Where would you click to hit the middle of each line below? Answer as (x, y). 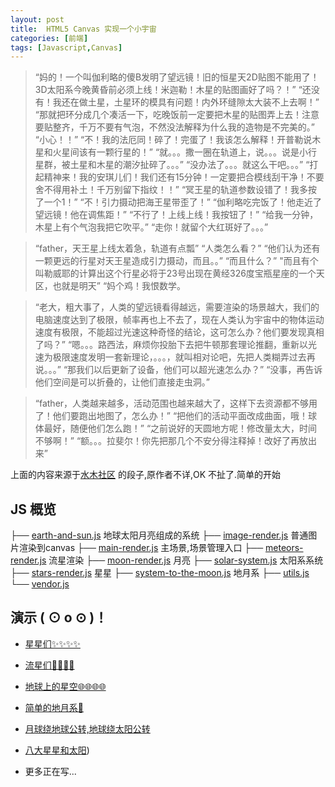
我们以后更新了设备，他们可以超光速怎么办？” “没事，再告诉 (199, 370)
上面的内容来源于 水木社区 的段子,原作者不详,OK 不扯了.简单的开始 (146, 475)
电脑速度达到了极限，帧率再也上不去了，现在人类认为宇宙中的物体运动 (179, 320)
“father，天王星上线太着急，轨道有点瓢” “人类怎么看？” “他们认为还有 (177, 248)
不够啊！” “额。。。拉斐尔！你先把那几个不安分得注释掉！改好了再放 (171, 441)
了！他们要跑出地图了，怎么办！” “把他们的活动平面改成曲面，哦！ (171, 416)
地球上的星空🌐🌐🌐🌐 (65, 686)
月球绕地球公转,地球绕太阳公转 (87, 728)
